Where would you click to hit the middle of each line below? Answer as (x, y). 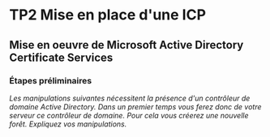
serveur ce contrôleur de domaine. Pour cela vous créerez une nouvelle (129, 115)
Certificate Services (61, 57)
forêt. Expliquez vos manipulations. (68, 124)
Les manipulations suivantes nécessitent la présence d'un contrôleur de (130, 98)
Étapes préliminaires (51, 80)
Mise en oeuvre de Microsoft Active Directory (126, 45)
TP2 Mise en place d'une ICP (107, 15)
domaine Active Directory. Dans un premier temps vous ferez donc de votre (135, 106)
